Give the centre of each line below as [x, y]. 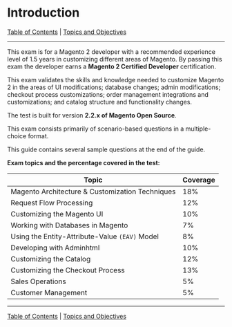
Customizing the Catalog [51, 259]
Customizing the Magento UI [57, 214]
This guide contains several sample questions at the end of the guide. [106, 149]
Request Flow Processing [52, 203]
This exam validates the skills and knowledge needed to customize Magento [116, 80]
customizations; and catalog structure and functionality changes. [99, 102]
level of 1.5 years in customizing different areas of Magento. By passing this [115, 59]
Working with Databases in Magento [69, 225]
